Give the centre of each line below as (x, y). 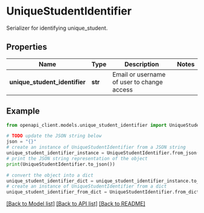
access (122, 89)
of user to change (137, 82)
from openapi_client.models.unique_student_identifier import (87, 125)
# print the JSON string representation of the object (77, 158)
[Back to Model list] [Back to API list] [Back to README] (76, 204)
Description (141, 64)
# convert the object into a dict (50, 175)
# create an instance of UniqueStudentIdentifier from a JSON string (96, 147)
